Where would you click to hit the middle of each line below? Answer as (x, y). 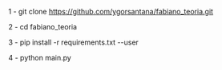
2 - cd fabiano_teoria (43, 27)
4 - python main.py (40, 58)
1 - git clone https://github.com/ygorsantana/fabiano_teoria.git (111, 12)
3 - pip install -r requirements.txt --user (73, 42)
